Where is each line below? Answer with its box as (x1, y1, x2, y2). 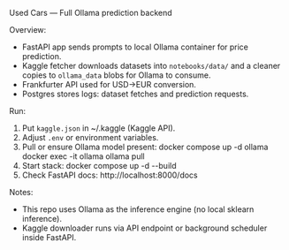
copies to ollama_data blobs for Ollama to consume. (21, 70, 211, 80)
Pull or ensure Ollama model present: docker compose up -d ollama (21, 141, 269, 152)
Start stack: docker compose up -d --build (21, 161, 177, 170)
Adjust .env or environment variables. (21, 133, 159, 142)
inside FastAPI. (21, 232, 77, 242)
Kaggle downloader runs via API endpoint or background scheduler (21, 223, 268, 233)
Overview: (9, 25, 47, 34)
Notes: (9, 187, 34, 197)
